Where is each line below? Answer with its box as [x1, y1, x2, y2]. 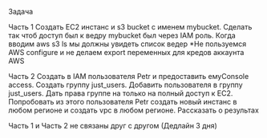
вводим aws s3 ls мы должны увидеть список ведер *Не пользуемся [8, 39, 247, 49]
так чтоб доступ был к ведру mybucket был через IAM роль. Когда [8, 31, 237, 40]
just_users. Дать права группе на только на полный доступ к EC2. [8, 89, 233, 98]
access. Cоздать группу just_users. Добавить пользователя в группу [8, 80, 243, 89]
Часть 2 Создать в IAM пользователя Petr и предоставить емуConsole [8, 72, 249, 81]
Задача [8, 7, 34, 16]
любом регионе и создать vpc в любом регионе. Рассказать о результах [8, 105, 259, 115]
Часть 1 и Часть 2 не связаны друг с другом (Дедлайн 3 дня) [8, 121, 218, 130]
